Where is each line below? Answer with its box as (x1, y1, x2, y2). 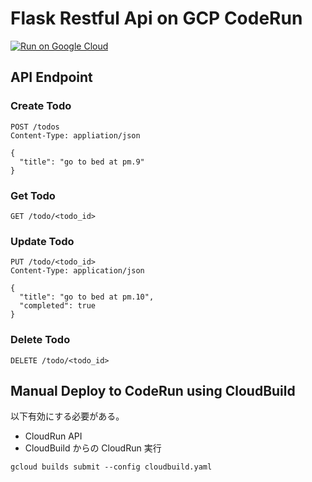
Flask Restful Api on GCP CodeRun (10, 7, 303, 30)
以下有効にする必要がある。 (10, 410, 125, 422)
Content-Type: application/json (10, 266, 145, 276)
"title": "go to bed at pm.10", (19, 292, 155, 302)
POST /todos (10, 122, 60, 132)
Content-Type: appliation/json (10, 130, 141, 141)
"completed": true (19, 301, 97, 311)
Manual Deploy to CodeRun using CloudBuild (10, 382, 296, 399)
